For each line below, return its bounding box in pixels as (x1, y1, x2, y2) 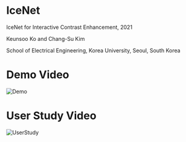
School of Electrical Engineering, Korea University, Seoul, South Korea (6, 46, 181, 54)
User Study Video (6, 109, 97, 123)
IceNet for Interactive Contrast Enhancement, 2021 (6, 23, 133, 31)
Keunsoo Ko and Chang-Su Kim (6, 35, 85, 42)
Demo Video (6, 68, 69, 82)
